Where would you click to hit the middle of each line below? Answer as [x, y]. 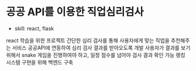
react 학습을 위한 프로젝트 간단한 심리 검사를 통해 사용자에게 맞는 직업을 [88, 40]
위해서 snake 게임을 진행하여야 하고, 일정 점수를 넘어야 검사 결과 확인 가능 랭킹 [96, 55]
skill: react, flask [34, 28]
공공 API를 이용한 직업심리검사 [75, 12]
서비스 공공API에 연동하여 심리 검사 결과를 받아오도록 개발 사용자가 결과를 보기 [101, 48]
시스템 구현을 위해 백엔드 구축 [40, 62]
